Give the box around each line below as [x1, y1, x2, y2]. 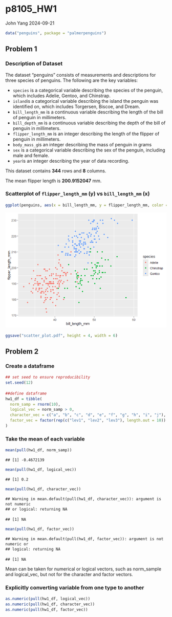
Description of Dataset [5, 60, 63, 67]
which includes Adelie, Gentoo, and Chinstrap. [12, 93, 111, 99]
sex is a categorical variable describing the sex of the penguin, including [12, 147, 165, 153]
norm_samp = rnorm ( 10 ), [10, 402, 60, 407]
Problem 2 [5, 347, 39, 356]
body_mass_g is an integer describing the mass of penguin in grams [12, 141, 152, 147]
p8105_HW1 [5, 3, 57, 15]
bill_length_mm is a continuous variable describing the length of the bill [12, 108, 164, 115]
